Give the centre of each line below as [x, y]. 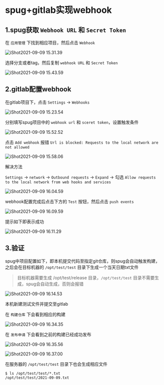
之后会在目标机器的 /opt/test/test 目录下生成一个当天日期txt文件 [72, 267]
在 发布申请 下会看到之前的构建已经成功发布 [48, 334]
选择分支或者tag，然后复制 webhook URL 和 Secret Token [62, 63]
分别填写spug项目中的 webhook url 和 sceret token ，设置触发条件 [72, 122]
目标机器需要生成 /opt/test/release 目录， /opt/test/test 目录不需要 [86, 277]
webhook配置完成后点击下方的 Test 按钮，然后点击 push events [69, 201]
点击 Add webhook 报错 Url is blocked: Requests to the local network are [82, 142]
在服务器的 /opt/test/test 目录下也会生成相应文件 [56, 364]
